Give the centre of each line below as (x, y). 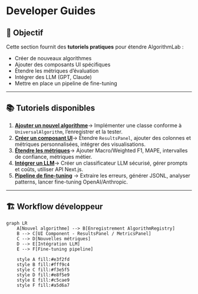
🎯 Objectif (25, 33)
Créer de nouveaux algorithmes (53, 58)
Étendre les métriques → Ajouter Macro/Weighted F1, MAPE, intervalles (101, 150)
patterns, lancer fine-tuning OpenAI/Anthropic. (71, 182)
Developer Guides (51, 11)
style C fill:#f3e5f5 (43, 270)
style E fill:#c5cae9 (43, 280)
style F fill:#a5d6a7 (43, 285)
